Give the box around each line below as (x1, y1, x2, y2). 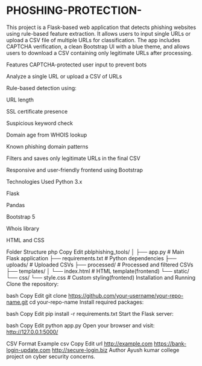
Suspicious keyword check (6, 119, 74, 127)
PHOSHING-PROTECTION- (6, 4, 142, 18)
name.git (6, 298, 28, 306)
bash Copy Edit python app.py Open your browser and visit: (6, 321, 155, 329)
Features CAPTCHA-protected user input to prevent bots (6, 61, 147, 68)
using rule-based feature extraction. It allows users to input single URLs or (6, 30, 191, 37)
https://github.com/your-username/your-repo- (68, 292, 184, 299)
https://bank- (153, 339, 187, 347)
